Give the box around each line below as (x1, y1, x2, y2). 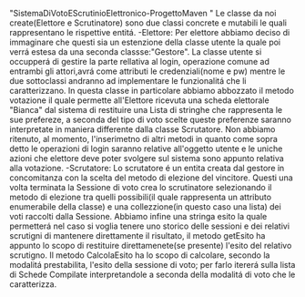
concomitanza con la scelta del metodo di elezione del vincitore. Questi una (9, 172, 293, 183)
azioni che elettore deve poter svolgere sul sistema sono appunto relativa (9, 153, 284, 163)
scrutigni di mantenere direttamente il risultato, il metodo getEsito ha (9, 230, 266, 241)
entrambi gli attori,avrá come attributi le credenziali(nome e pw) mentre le (9, 66, 286, 77)
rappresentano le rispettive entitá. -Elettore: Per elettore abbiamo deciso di (9, 27, 290, 37)
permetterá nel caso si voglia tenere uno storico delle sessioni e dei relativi (9, 220, 290, 231)
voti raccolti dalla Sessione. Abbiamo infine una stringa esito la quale (9, 211, 268, 221)
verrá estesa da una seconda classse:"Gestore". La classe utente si (9, 46, 262, 57)
